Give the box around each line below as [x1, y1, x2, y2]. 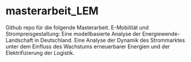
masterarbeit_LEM [5, 4, 99, 18]
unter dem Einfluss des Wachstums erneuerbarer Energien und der [5, 43, 171, 50]
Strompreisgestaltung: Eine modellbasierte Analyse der [5, 30, 141, 37]
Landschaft [5, 36, 33, 44]
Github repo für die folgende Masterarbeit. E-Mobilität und [5, 24, 149, 31]
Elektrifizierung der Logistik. [5, 49, 75, 56]
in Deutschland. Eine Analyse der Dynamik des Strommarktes [34, 36, 186, 44]
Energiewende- [142, 30, 180, 37]
